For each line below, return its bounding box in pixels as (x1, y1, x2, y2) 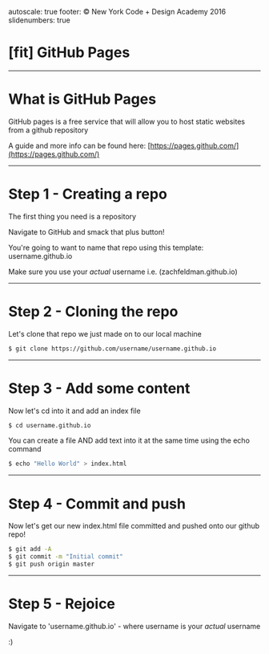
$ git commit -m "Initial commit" (8, 553, 124, 561)
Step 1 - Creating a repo (8, 185, 168, 203)
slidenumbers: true (8, 15, 70, 25)
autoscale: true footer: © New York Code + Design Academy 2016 (8, 7, 227, 16)
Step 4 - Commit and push (8, 494, 187, 513)
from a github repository (8, 125, 89, 135)
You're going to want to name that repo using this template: (8, 243, 204, 252)
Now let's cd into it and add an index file (8, 406, 142, 415)
